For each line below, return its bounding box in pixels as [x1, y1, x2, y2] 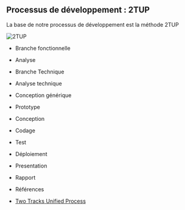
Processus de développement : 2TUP [6, 5, 150, 15]
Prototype [15, 103, 41, 110]
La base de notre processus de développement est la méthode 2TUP [6, 21, 180, 28]
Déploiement [15, 150, 47, 157]
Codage [15, 127, 35, 134]
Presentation [15, 162, 47, 169]
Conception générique [15, 91, 72, 99]
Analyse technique [15, 80, 62, 87]
